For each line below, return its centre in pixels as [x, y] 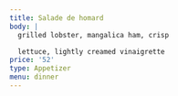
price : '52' [32, 60]
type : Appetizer [40, 69]
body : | [24, 27]
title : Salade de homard [57, 18]
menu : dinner [34, 77]
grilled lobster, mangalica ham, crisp [94, 35]
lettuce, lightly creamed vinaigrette [92, 51]
